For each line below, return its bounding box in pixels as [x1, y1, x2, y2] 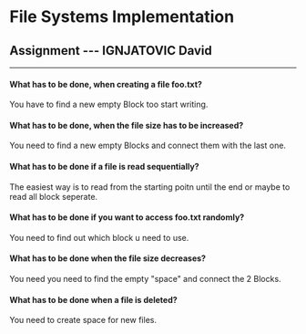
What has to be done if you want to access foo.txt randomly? [9, 212, 245, 223]
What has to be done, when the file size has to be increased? [9, 120, 244, 130]
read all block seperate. [9, 191, 98, 202]
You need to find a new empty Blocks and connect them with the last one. [9, 140, 287, 151]
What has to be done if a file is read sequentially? [9, 162, 199, 172]
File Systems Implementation [9, 6, 235, 27]
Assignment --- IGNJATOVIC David [9, 43, 212, 58]
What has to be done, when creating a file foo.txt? [9, 78, 203, 89]
